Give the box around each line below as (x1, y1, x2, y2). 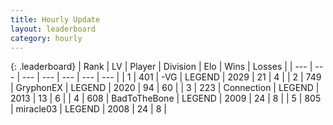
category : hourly (10, 33, 83, 43)
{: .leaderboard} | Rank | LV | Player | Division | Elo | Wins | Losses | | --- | (10, 61, 313, 73)
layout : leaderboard (10, 24, 97, 34)
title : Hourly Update (10, 14, 101, 25)
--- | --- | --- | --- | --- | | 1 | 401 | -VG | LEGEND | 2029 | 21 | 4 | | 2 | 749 (21, 71, 322, 83)
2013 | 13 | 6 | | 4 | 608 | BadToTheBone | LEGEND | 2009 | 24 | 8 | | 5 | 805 (10, 92, 322, 105)
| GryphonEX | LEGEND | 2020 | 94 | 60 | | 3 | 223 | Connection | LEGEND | (10, 82, 320, 94)
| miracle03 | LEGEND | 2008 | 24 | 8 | (10, 103, 167, 115)
